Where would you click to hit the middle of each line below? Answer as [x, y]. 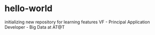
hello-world [29, 9]
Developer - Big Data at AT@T [35, 27]
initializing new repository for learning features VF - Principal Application [77, 22]
